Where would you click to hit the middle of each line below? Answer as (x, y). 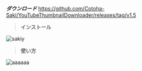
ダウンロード (21, 8)
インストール (36, 27)
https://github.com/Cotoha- (71, 8)
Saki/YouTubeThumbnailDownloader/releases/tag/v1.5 (71, 15)
